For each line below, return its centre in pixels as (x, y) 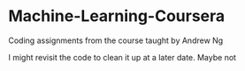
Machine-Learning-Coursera (117, 16)
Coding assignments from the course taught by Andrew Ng (116, 40)
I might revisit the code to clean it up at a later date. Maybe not (122, 57)
